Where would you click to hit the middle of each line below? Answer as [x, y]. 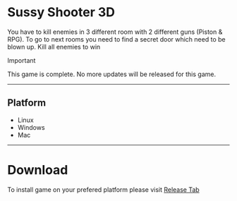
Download [38, 170]
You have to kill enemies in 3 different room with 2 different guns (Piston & [115, 32]
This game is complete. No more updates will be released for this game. [112, 74]
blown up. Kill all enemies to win [54, 47]
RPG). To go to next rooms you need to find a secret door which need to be [116, 39]
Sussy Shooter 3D [61, 12]
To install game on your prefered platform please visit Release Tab [103, 189]
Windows [31, 127]
